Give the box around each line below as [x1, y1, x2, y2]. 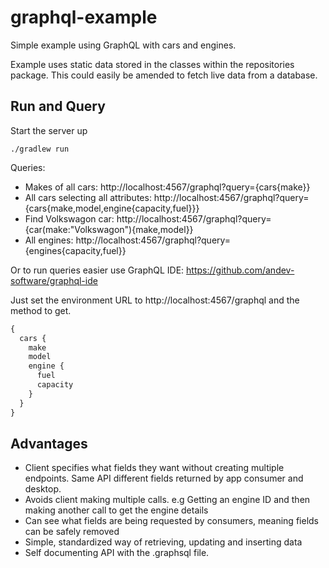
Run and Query [10, 98, 106, 115]
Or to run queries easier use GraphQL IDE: [10, 264, 185, 276]
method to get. [10, 304, 72, 316]
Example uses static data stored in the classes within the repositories [10, 58, 295, 70]
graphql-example [10, 6, 158, 29]
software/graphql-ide [10, 274, 98, 286]
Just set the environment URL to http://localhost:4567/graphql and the [10, 294, 300, 306]
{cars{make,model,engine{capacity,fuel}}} [24, 202, 200, 214]
